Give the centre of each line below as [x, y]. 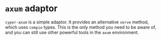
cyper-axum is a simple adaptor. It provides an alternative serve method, [77, 22]
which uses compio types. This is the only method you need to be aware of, [80, 27]
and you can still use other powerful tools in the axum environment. [72, 32]
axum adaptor [31, 9]
